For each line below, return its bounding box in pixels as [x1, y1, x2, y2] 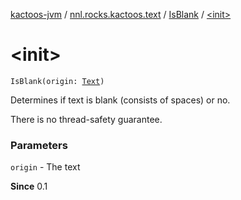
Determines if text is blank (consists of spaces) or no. [10, 94, 231, 106]
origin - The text [10, 161, 81, 173]
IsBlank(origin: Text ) [10, 76, 105, 86]
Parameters [10, 138, 68, 152]
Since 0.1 [10, 180, 48, 193]
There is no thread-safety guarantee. [10, 113, 163, 125]
